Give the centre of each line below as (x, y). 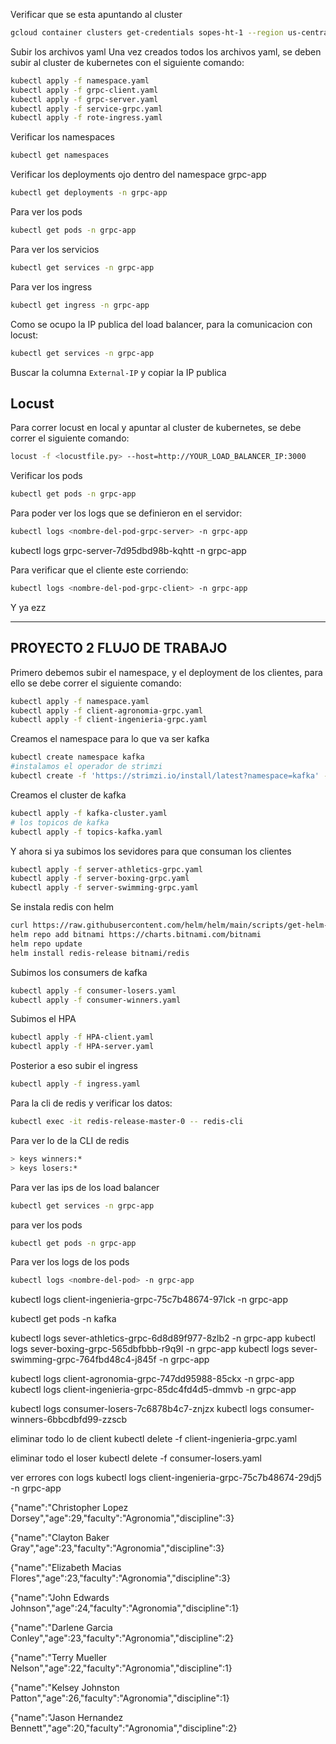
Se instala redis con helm (62, 907)
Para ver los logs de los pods (70, 1262)
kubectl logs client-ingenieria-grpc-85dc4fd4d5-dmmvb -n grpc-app (153, 1390)
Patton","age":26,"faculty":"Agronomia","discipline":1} (120, 1698)
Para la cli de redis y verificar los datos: (91, 1103)
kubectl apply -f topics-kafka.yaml (86, 832)
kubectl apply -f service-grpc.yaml (86, 109)
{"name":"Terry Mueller (59, 1658)
